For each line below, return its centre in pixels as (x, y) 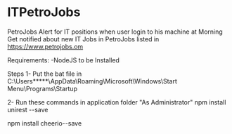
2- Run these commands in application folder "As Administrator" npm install (117, 102)
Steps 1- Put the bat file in (45, 74)
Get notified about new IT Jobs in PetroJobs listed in (83, 39)
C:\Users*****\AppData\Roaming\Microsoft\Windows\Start (92, 81)
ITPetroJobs (44, 12)
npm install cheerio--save (45, 123)
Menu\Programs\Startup (42, 88)
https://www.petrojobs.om (45, 46)
